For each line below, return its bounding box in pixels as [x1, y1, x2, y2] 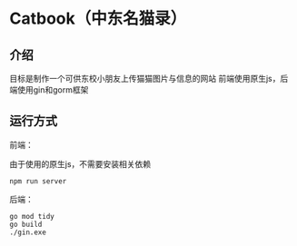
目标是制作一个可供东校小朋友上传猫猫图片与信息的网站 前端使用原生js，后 [9, 74, 289, 84]
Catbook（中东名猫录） [9, 8, 187, 29]
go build [9, 220, 43, 229]
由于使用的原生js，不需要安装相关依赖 [9, 158, 152, 169]
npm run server [9, 176, 67, 186]
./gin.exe [9, 228, 47, 237]
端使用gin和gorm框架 [9, 84, 89, 95]
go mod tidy [9, 212, 54, 221]
